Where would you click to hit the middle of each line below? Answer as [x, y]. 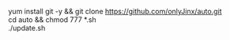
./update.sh [27, 28]
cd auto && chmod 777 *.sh [52, 20]
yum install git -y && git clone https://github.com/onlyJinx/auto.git [115, 11]
